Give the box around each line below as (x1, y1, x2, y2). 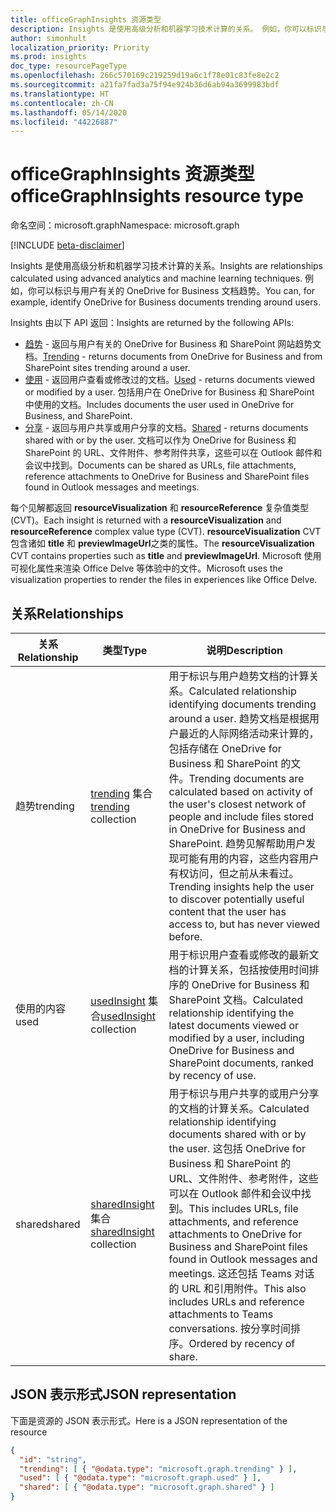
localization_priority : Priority (10, 42, 150, 53)
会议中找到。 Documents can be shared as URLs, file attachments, (24, 459, 297, 471)
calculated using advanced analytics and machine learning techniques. (10, 272, 303, 285)
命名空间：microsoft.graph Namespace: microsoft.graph (10, 219, 240, 231)
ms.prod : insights (10, 52, 87, 62)
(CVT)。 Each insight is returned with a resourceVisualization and (10, 514, 282, 526)
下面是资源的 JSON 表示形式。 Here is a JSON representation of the (10, 1414, 288, 1426)
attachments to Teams (168, 1307, 274, 1321)
